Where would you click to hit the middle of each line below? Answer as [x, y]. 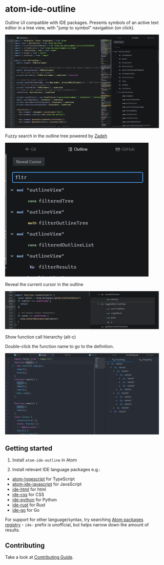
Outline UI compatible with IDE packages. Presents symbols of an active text [82, 22]
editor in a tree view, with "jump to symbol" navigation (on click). [70, 27]
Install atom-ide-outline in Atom [44, 460]
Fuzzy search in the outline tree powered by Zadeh [56, 136]
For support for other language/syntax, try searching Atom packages [74, 520]
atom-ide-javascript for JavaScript [47, 484]
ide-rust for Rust [29, 505]
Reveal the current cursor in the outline [44, 284]
